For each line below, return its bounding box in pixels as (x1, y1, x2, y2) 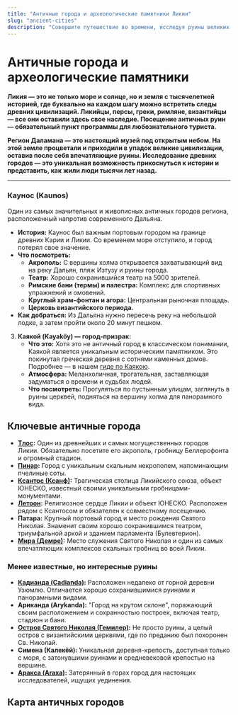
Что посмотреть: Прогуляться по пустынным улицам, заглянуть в (28, 384, 230, 393)
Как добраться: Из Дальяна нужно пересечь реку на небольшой (17, 311, 217, 319)
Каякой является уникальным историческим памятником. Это (28, 347, 218, 355)
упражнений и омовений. (28, 288, 106, 297)
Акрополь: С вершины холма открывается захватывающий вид (28, 258, 222, 266)
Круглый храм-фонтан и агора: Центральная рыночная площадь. (28, 295, 229, 304)
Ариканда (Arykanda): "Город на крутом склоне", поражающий (17, 600, 212, 609)
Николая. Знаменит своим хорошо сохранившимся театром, (17, 522, 203, 530)
